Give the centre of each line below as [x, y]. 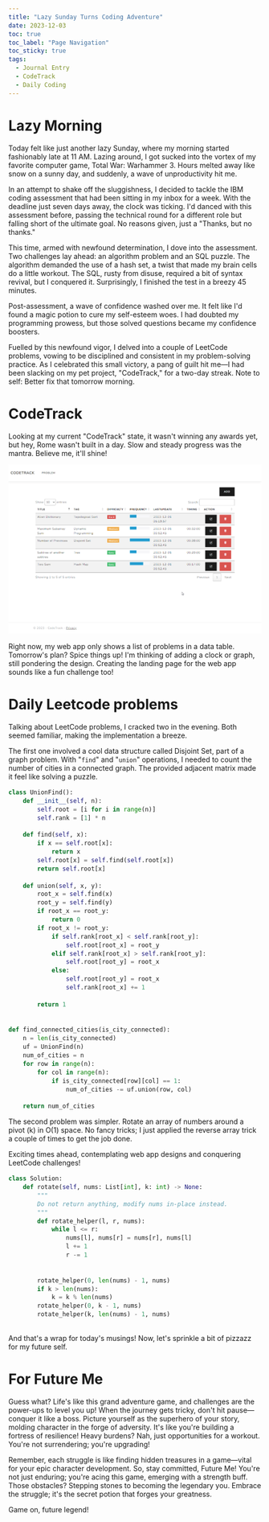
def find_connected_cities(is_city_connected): [90, 1030]
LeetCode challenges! [45, 1163]
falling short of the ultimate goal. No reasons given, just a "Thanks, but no [130, 223]
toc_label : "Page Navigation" [59, 43]
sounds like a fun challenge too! [61, 672]
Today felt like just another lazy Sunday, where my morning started [119, 148]
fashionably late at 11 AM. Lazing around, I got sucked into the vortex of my [132, 156]
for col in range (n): [73, 1072]
